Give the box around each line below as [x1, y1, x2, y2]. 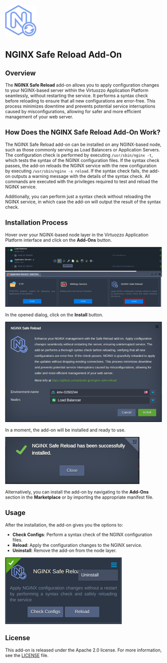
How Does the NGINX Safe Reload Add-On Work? [5, 128, 161, 136]
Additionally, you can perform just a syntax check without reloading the [5, 193, 151, 199]
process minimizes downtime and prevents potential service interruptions [5, 103, 156, 109]
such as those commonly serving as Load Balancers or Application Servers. [5, 146, 160, 152]
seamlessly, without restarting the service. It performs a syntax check [5, 93, 148, 99]
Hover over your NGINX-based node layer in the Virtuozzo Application [5, 232, 149, 238]
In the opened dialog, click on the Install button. [5, 312, 103, 318]
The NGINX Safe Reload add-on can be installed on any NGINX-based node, [5, 141, 162, 147]
